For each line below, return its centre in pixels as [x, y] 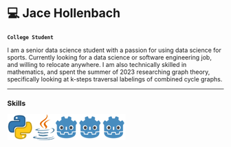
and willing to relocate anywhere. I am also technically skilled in [97, 64]
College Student [30, 37]
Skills [16, 103]
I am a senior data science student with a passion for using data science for [114, 50]
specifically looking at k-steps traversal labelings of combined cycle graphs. [115, 79]
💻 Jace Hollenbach [64, 13]
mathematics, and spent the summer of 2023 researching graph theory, [109, 72]
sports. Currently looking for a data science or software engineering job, [109, 57]
